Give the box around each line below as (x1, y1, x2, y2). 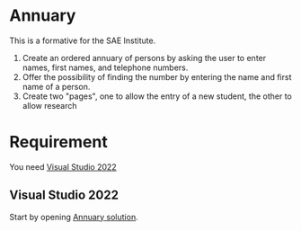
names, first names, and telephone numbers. (22, 62, 189, 73)
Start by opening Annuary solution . (9, 211, 138, 222)
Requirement (9, 132, 108, 153)
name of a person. (22, 81, 91, 92)
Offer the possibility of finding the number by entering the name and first (22, 71, 292, 82)
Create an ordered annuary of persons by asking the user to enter (22, 52, 267, 63)
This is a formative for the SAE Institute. (9, 35, 156, 46)
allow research (22, 100, 78, 111)
